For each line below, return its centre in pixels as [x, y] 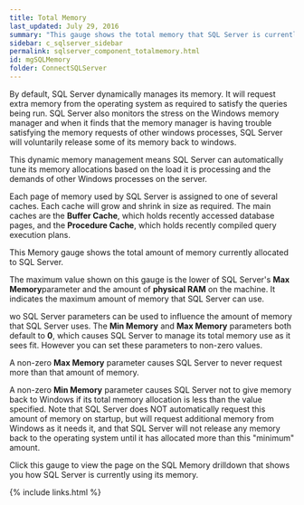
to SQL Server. [37, 262]
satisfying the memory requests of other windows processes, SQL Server [146, 132]
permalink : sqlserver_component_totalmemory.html [105, 52]
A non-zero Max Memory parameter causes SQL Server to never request [146, 362]
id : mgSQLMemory [40, 60]
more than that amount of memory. [74, 372]
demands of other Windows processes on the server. [109, 178]
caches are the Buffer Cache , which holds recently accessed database [142, 215]
